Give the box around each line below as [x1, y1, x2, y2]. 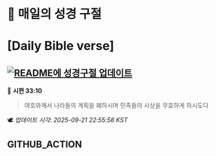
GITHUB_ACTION [7, 138, 83, 150]
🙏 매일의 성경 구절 [7, 6, 102, 22]
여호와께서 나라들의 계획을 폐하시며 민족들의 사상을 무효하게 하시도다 [23, 101, 209, 110]
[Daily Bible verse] [7, 38, 115, 54]
